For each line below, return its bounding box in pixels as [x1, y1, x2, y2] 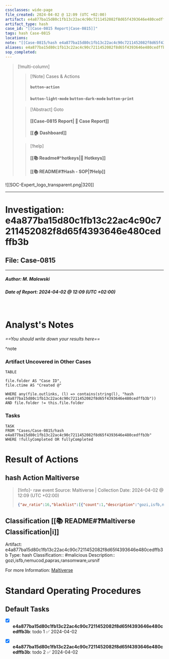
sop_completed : [5, 49, 37, 54]
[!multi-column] [17, 64, 50, 70]
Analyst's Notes [5, 319, 74, 331]
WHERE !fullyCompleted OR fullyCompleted [5, 437, 94, 442]
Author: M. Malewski [5, 276, 50, 282]
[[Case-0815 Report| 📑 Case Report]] [30, 118, 109, 124]
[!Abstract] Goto [30, 106, 64, 112]
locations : [5, 36, 28, 41]
